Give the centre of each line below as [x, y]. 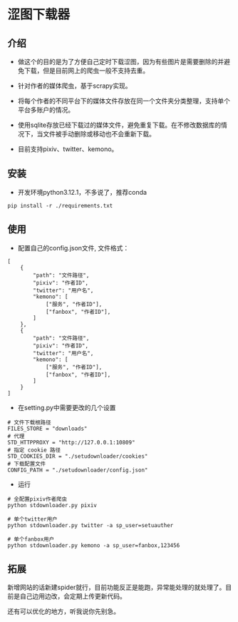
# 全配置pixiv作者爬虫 [37, 499]
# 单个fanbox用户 [31, 539]
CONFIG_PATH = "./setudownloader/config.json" [78, 470]
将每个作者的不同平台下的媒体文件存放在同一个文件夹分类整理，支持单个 [124, 101]
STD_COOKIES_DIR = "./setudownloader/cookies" [78, 456]
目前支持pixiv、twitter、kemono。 [68, 149]
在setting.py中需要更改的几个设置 [67, 407]
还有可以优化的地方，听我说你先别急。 [63, 611]
